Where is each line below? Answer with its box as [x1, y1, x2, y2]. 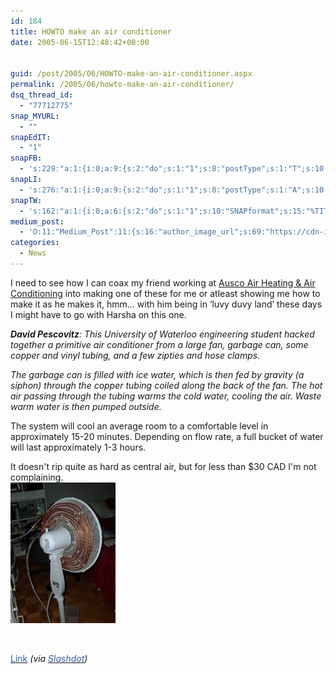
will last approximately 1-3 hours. [10, 441, 147, 453]
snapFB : [10, 153, 43, 164]
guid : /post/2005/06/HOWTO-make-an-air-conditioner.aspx [10, 69, 253, 79]
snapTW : [10, 195, 43, 205]
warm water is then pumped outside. [10, 400, 162, 412]
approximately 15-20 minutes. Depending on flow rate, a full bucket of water [10, 430, 324, 442]
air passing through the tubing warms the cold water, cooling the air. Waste [10, 390, 322, 402]
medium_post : [10, 216, 65, 227]
